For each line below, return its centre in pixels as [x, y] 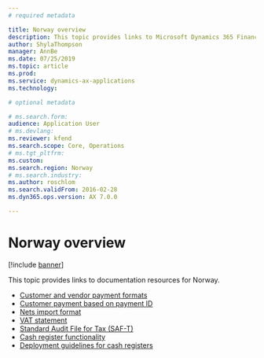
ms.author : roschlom [42, 183]
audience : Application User [54, 124]
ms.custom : [26, 161]
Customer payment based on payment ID [86, 303]
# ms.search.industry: [45, 175]
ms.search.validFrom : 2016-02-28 [63, 190]
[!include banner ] [36, 264]
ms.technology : [33, 88]
